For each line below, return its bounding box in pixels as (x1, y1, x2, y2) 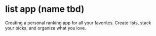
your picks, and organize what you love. (5, 25, 86, 31)
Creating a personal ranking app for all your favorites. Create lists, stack (5, 20, 152, 26)
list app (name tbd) (5, 3, 85, 15)
